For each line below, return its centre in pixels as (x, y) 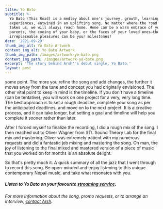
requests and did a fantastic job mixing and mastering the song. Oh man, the (81, 143)
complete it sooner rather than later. (41, 118)
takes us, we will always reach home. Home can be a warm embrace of (81, 28)
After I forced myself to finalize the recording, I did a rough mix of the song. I (81, 127)
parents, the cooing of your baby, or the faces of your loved (74, 32)
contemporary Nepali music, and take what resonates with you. (68, 173)
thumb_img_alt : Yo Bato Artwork (38, 46)
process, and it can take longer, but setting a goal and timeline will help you (80, 113)
